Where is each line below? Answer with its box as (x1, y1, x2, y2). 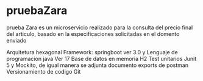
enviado (6, 37, 27, 44)
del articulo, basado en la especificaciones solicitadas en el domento (6, 30, 180, 37)
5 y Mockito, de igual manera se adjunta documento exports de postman (6, 62, 189, 69)
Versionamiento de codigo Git (6, 68, 81, 75)
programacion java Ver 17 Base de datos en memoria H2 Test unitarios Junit (6, 55, 197, 62)
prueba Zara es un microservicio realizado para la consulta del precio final (6, 24, 193, 31)
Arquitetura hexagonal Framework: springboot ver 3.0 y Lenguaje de (6, 48, 178, 55)
